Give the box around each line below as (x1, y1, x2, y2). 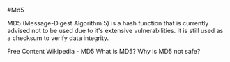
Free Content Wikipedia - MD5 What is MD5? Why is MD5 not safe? (7, 48, 201, 55)
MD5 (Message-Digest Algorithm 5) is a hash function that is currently (7, 19, 209, 27)
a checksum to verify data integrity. (7, 34, 109, 42)
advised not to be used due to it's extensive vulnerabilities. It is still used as (7, 27, 224, 34)
